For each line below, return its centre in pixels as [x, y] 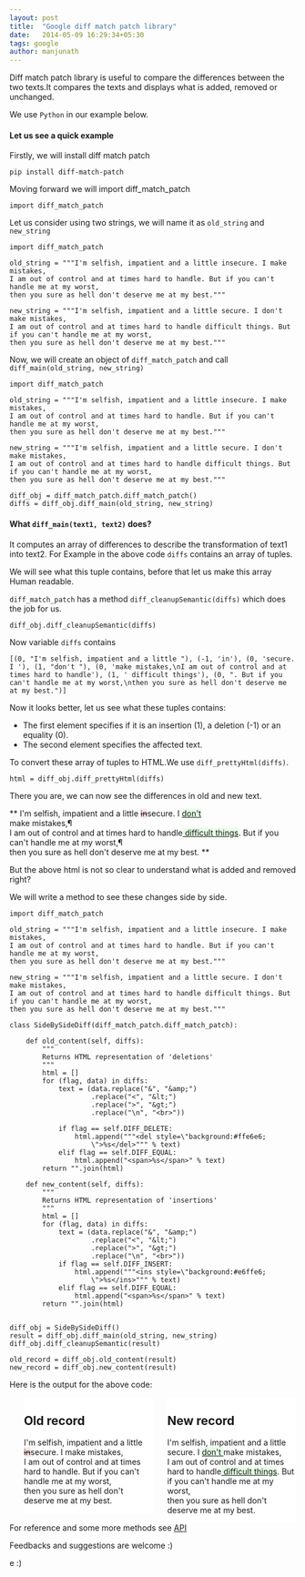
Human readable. [42, 581]
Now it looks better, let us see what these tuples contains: [117, 707]
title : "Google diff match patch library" [93, 26]
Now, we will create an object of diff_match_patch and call [119, 359]
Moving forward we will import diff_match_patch [100, 189]
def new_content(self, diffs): [85, 1184]
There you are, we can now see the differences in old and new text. [136, 795]
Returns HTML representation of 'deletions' [128, 1056]
